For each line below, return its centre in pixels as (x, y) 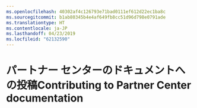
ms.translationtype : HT (36, 23)
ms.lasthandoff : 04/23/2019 (41, 34)
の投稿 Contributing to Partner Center (99, 85)
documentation (45, 98)
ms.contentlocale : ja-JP (37, 28)
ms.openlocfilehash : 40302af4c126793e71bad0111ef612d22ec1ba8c (86, 12)
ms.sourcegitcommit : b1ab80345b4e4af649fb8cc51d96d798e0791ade (86, 17)
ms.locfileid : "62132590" (38, 39)
